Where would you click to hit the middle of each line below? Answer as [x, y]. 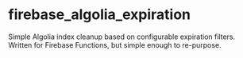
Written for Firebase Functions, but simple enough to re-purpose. [115, 44]
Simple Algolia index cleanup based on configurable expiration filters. [122, 37]
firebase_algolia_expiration [100, 15]
